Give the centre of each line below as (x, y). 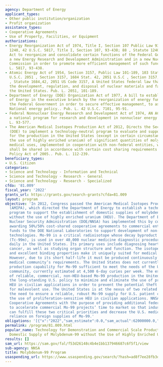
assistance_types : (24, 28)
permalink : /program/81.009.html (39, 326)
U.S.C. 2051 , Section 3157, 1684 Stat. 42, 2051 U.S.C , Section (78, 77)
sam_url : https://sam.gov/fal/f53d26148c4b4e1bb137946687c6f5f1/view (77, 343)
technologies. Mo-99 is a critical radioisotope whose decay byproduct (83, 235)
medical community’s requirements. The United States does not (74, 262)
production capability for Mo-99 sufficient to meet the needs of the (82, 267)
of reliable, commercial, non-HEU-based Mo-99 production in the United (84, 276)
